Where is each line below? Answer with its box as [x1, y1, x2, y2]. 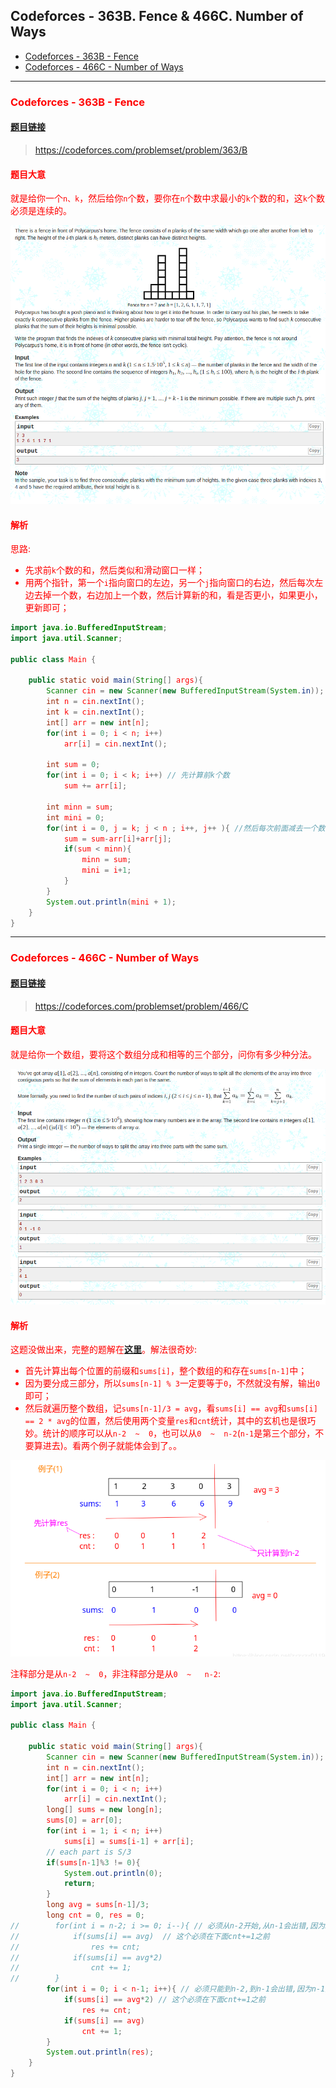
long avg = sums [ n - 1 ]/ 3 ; [46, 1900, 150, 1910]
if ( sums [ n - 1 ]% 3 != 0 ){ [46, 1857, 141, 1868]
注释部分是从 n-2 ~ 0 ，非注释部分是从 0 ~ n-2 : [10, 1667, 222, 1679]
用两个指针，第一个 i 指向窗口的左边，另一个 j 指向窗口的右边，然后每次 [24, 577, 315, 589]
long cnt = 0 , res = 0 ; [46, 1910, 145, 1921]
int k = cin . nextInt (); [46, 707, 145, 718]
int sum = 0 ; [46, 760, 101, 770]
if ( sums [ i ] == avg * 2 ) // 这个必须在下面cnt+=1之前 [63, 1995, 266, 2005]
